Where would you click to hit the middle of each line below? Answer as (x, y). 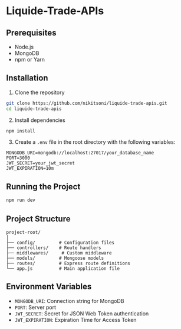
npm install (21, 131)
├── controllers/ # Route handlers (54, 248)
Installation (27, 78)
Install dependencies (40, 120)
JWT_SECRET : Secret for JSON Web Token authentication (82, 313)
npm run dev (21, 200)
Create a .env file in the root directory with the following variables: (95, 142)
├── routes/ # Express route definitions (68, 263)
